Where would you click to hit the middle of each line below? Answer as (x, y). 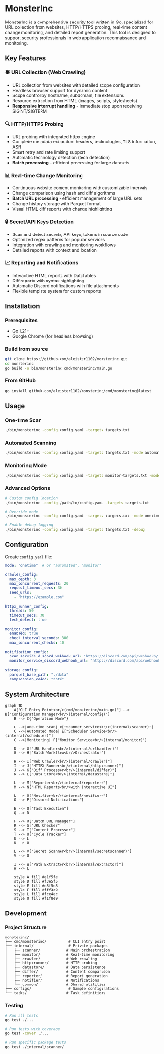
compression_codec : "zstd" (37, 679)
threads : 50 (22, 611)
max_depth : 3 (23, 579)
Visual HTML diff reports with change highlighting (62, 209)
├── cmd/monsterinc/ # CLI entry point (55, 942)
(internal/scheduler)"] (29, 736)
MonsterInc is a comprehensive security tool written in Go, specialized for (79, 22)
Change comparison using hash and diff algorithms (64, 193)
